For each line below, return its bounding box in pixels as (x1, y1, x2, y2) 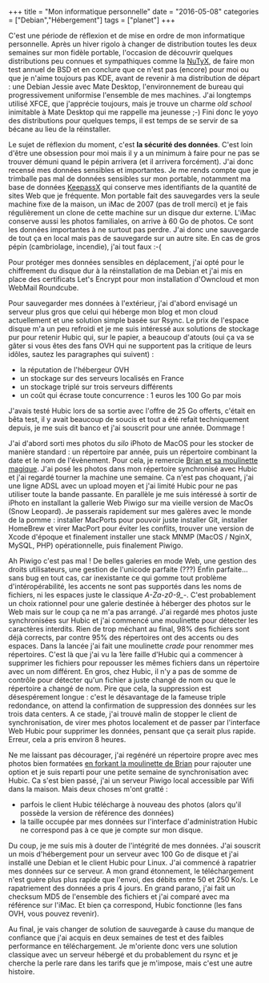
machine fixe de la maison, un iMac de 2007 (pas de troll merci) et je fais (8, 199, 248, 209)
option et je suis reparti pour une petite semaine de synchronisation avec (8, 768, 249, 776)
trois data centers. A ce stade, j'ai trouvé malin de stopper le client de (8, 709, 238, 719)
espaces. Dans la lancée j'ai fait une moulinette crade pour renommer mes (8, 641, 254, 651)
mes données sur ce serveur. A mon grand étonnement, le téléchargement (8, 866, 255, 876)
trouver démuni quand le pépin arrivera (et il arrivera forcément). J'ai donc (8, 157, 254, 167)
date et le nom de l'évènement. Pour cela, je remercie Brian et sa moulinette (8, 455, 259, 465)
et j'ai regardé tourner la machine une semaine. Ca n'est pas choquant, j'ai (8, 472, 254, 482)
